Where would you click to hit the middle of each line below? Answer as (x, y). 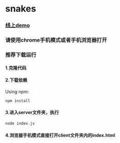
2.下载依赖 (16, 80)
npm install (18, 101)
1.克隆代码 (16, 68)
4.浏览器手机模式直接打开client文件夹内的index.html (60, 135)
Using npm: (17, 91)
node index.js (20, 123)
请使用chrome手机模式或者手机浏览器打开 (56, 40)
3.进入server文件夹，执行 (32, 112)
